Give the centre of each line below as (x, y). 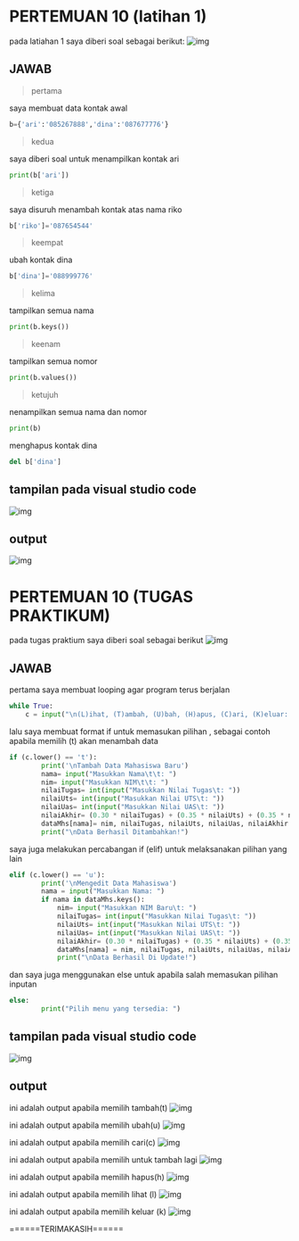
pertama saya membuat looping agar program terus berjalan (120, 690)
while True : (31, 707)
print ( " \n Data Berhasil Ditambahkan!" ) (115, 831)
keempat (47, 243)
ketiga (42, 192)
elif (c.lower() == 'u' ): (57, 875)
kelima (43, 294)
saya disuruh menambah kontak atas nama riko (96, 209)
